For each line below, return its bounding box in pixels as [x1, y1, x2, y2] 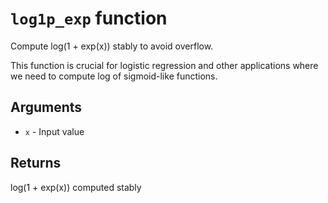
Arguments [10, 99, 83, 116]
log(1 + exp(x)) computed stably [10, 181, 142, 193]
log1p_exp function [10, 7, 168, 30]
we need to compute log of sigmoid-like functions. [10, 70, 218, 82]
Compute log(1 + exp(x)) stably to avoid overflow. [10, 40, 214, 52]
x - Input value [24, 125, 85, 137]
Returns [10, 155, 62, 172]
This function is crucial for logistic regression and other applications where [10, 59, 319, 71]
